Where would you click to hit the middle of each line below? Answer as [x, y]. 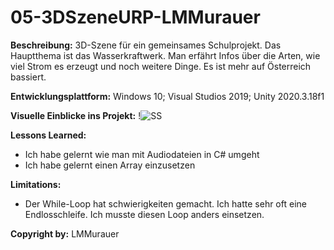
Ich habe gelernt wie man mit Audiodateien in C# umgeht [142, 154]
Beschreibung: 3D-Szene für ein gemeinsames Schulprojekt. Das [146, 45]
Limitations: [36, 184]
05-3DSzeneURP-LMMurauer [135, 17]
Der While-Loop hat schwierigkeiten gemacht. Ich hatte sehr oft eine [165, 203]
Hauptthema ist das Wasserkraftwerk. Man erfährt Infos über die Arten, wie [165, 55]
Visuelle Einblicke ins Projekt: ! [76, 115]
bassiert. [28, 77]
